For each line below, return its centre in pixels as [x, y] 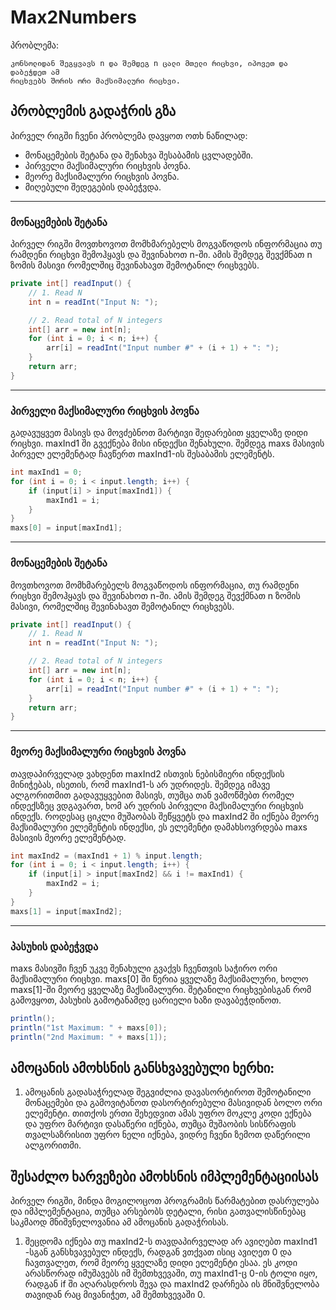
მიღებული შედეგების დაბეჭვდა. [93, 187]
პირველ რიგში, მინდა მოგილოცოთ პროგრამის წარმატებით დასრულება [165, 1201]
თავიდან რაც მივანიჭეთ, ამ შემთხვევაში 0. [115, 1295]
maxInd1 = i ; [73, 500]
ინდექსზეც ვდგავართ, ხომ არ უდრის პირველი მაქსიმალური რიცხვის [157, 805]
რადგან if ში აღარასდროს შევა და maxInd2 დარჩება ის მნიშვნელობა [172, 1284]
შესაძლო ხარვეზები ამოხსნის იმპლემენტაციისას [164, 1176]
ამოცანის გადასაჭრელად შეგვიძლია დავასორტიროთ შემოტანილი [168, 1092]
